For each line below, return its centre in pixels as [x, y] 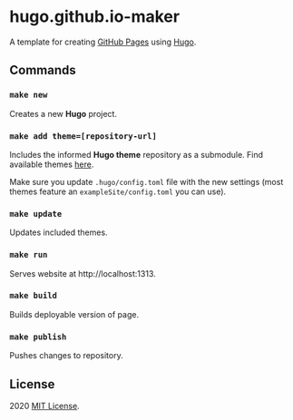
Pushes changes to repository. [67, 356]
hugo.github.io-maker [94, 17]
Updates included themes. [59, 232]
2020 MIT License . [44, 405]
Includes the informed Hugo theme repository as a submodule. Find [137, 154]
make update [36, 214]
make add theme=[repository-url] [83, 136]
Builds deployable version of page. [74, 314]
